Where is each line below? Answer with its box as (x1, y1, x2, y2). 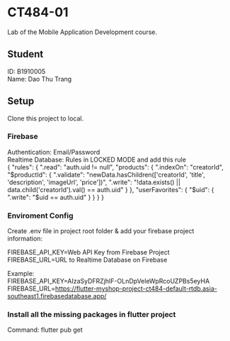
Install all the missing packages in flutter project (7, 310, 176, 320)
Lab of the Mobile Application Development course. (7, 28, 158, 36)
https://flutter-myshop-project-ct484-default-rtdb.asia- (55, 284, 217, 293)
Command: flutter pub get (7, 325, 83, 334)
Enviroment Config (7, 211, 74, 220)
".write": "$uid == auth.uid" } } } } (7, 193, 105, 201)
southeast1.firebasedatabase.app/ (7, 292, 107, 301)
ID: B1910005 (7, 67, 46, 75)
